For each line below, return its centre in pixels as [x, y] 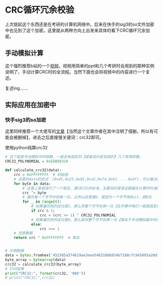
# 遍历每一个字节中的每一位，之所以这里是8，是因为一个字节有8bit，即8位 [87, 197]
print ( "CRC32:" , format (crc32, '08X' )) [45, 273]
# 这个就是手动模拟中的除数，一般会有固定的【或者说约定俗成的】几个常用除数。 [74, 157]
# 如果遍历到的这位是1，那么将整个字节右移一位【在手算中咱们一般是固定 [94, 206]
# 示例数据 [15, 251]
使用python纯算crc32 [26, 148]
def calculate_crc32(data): [33, 170]
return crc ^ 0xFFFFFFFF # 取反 [47, 238]
